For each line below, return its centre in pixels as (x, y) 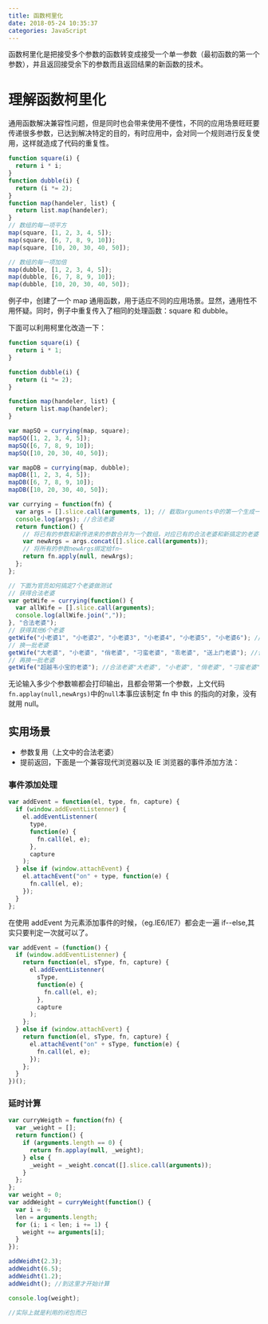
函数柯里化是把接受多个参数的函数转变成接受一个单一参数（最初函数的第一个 (134, 54)
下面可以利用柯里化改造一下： (57, 328)
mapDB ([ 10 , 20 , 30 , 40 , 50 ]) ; (59, 490)
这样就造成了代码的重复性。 (67, 143)
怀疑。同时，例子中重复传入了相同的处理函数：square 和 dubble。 (124, 311)
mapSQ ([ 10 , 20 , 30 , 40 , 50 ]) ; (59, 453)
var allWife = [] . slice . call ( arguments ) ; (85, 608)
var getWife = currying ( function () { (71, 601)
